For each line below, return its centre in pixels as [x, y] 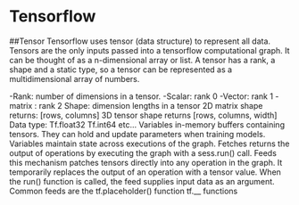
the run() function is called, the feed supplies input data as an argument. [142, 181]
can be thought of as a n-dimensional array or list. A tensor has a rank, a [142, 60]
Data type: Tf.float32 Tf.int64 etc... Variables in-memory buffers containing [147, 124]
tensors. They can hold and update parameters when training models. [137, 134]
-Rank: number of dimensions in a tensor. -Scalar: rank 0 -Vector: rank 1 [141, 96]
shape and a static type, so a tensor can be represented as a [121, 70]
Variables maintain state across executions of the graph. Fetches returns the [149, 143]
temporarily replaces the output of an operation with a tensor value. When [145, 172]
